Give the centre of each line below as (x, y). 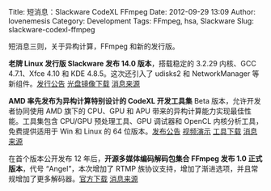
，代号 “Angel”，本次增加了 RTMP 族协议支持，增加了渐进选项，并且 (137, 169)
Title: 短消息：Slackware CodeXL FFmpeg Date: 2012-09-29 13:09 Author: (132, 12)
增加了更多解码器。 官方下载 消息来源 (76, 179)
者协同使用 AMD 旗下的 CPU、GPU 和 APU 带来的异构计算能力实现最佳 (127, 111)
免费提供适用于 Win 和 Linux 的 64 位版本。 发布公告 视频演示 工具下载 (125, 131)
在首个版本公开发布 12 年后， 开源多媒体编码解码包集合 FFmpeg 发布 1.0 (127, 159)
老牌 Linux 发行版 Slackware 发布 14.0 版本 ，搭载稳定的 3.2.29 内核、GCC (132, 64)
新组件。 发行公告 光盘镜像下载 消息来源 (74, 84)
